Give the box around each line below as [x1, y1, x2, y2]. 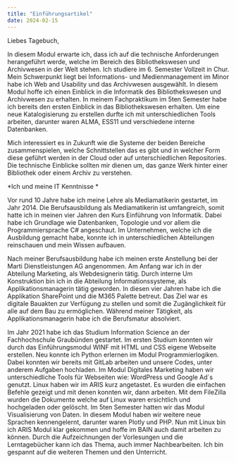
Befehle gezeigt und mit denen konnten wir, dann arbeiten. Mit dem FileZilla [7, 388, 227, 396]
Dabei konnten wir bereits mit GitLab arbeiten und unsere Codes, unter [7, 357, 213, 366]
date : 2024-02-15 [7, 17, 58, 24]
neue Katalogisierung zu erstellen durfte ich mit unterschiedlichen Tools [7, 110, 216, 118]
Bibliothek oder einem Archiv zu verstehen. [7, 168, 132, 177]
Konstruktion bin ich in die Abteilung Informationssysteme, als [7, 276, 187, 285]
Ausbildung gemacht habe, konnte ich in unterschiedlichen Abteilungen [7, 233, 215, 242]
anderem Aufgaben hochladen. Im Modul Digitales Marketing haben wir [7, 365, 215, 374]
